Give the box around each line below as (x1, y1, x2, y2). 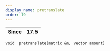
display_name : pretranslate (5, 7, 65, 13)
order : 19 (5, 12, 26, 17)
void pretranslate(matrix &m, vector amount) (5, 41, 105, 46)
